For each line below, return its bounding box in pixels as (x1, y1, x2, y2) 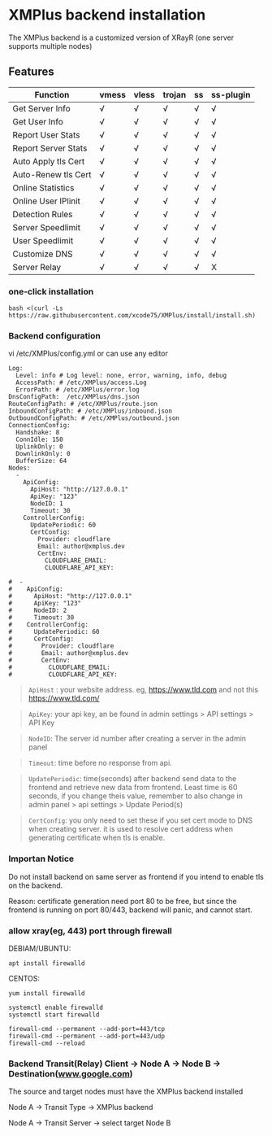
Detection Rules (12, 208, 73, 220)
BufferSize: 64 (15, 457, 67, 465)
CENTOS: (8, 973, 41, 983)
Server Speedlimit (12, 221, 81, 233)
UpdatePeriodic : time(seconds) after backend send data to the (28, 774, 237, 784)
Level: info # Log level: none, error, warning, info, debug (15, 372, 227, 380)
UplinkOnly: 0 (15, 443, 63, 451)
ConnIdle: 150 (15, 435, 63, 444)
